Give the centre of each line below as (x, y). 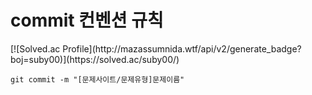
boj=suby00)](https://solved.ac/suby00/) (95, 59)
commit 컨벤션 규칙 (87, 20)
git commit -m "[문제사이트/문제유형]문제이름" (97, 79)
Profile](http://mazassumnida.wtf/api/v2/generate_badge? (182, 48)
